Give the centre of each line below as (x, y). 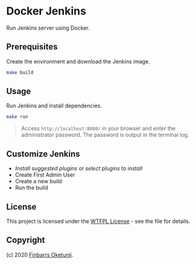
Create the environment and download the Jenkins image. (78, 61)
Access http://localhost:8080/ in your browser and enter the (98, 129)
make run (17, 117)
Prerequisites (32, 47)
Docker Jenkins (46, 11)
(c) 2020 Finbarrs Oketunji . (40, 254)
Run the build (31, 188)
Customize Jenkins (43, 154)
